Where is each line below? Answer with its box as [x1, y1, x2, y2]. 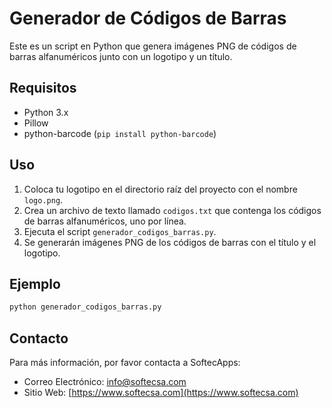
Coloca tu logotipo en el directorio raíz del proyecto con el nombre [23, 183, 298, 195]
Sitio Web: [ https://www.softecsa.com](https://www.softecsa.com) [23, 387, 299, 399]
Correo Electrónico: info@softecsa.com [23, 376, 187, 388]
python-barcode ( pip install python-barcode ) [23, 127, 217, 139]
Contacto [9, 330, 69, 347]
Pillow [23, 117, 49, 129]
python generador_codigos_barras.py [9, 302, 162, 312]
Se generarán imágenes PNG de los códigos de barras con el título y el [23, 236, 317, 248]
